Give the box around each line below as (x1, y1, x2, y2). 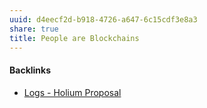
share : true (9, 24, 59, 34)
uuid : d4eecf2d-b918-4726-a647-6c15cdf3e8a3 (9, 14, 198, 25)
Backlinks (9, 64, 52, 76)
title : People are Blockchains (9, 33, 140, 43)
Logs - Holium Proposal (23, 86, 122, 98)
